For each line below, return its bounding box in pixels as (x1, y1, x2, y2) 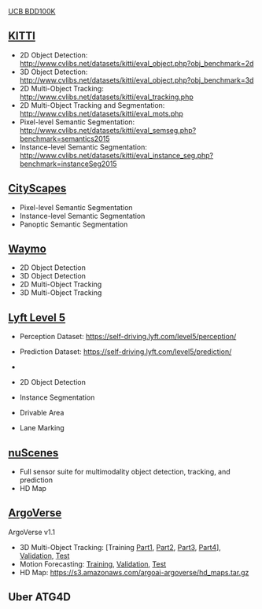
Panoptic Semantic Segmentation (19, 220, 128, 229)
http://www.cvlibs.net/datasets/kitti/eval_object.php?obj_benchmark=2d (19, 58, 254, 68)
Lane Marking (19, 423, 65, 433)
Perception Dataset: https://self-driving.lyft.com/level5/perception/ (19, 332, 237, 341)
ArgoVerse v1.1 (8, 527, 55, 537)
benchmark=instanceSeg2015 (19, 159, 117, 168)
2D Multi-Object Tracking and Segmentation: (19, 100, 165, 109)
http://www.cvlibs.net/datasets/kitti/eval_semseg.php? (19, 125, 197, 135)
